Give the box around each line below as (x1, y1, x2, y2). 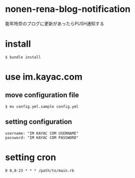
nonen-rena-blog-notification (5, 3, 131, 15)
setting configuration (5, 118, 72, 126)
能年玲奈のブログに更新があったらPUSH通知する (5, 20, 104, 26)
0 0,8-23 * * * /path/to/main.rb (5, 168, 74, 173)
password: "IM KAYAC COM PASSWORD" (5, 135, 79, 140)
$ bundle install (5, 55, 41, 60)
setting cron (5, 152, 56, 163)
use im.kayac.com (5, 71, 83, 83)
